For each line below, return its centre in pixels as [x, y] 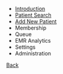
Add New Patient [36, 21]
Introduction [30, 9]
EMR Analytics [33, 41]
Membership [31, 28]
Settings [25, 47]
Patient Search [33, 15]
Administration [33, 53]
